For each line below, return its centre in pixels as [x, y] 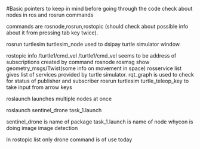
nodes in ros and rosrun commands [50, 15]
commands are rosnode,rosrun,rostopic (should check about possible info [97, 26]
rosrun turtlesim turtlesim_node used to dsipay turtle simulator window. [93, 44]
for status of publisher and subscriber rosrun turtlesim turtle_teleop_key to [98, 81]
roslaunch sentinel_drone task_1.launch [54, 110]
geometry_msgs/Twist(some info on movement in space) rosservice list [94, 68]
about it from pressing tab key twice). [52, 33]
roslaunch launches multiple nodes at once [59, 99]
